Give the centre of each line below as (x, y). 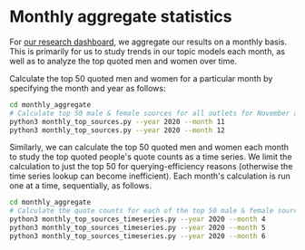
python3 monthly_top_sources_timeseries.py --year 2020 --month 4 (138, 219)
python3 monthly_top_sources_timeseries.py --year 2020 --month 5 (138, 228)
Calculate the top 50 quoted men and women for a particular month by (141, 78)
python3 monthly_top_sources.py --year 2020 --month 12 (117, 130)
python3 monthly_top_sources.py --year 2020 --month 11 (117, 121)
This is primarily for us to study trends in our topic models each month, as (148, 51)
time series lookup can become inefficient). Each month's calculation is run (150, 176)
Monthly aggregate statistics (121, 17)
